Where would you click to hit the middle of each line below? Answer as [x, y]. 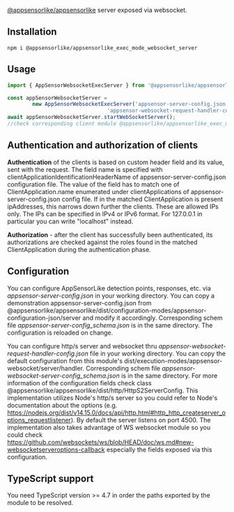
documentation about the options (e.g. [62, 405]
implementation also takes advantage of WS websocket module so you [109, 427]
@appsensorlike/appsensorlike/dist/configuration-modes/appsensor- [107, 310]
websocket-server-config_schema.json [63, 376]
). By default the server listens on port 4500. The [141, 419]
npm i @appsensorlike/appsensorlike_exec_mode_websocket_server [102, 48]
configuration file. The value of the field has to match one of [93, 184]
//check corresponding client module [62, 124]
